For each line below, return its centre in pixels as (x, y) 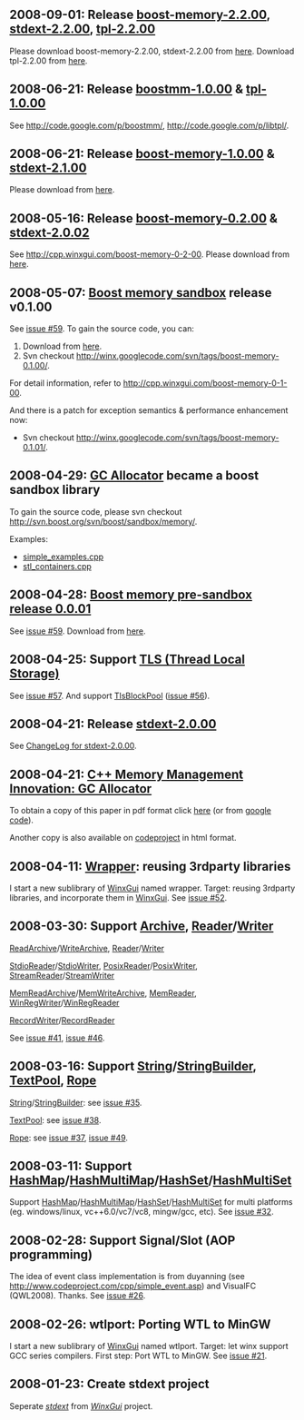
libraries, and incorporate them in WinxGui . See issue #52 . (118, 897)
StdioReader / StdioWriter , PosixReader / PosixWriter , (103, 965)
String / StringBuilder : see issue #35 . (76, 1102)
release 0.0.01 (50, 609)
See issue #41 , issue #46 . (57, 1038)
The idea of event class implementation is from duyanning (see (127, 1277)
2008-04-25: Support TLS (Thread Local (127, 660)
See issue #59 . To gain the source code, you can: (102, 329)
